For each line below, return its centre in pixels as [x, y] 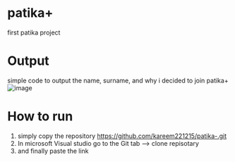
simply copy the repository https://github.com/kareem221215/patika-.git [122, 136]
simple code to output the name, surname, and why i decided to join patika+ [118, 80]
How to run [40, 117]
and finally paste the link [53, 151]
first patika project [34, 32]
